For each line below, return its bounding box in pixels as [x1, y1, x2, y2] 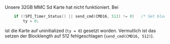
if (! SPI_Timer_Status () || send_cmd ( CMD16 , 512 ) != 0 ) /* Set [14, 14, 155, 19]
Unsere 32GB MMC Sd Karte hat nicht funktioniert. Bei [5, 4, 119, 10]
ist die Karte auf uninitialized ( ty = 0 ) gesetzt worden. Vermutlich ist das [5, 27, 156, 33]
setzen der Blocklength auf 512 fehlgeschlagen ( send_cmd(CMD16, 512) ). [5, 32, 154, 39]
